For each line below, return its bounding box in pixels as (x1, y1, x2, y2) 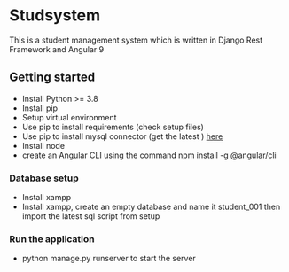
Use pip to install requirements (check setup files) (21, 121, 204, 132)
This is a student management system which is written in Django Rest (9, 35, 263, 45)
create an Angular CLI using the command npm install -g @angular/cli (21, 150, 277, 160)
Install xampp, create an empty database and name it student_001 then (21, 201, 281, 213)
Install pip (21, 103, 58, 113)
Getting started (9, 70, 96, 85)
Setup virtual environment (21, 112, 117, 122)
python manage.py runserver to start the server (21, 253, 197, 264)
